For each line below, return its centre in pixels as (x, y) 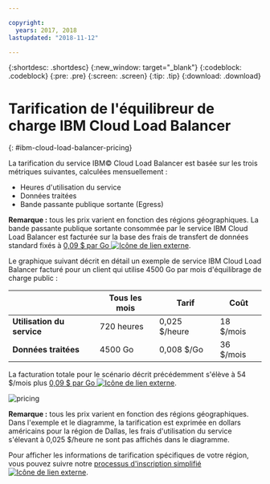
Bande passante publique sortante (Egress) (92, 205)
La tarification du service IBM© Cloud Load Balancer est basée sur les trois (133, 163)
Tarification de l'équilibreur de (111, 108)
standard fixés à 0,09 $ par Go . (100, 246)
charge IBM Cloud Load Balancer (120, 126)
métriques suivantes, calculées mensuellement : (88, 172)
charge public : (33, 279)
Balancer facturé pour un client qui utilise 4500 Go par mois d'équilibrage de (135, 270)
